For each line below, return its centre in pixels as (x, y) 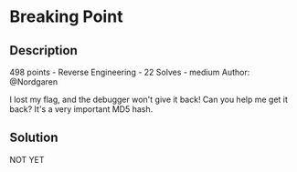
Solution (34, 138)
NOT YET (27, 159)
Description (43, 51)
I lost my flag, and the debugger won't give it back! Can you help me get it (148, 99)
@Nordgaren (33, 82)
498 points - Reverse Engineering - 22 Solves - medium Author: (130, 72)
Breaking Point (66, 17)
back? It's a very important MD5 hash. (81, 109)
